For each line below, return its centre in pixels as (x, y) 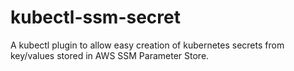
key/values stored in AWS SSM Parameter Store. (110, 55)
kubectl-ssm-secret (95, 17)
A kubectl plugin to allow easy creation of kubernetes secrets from (147, 45)
